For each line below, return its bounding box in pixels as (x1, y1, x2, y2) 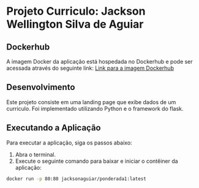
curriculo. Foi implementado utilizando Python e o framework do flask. (6, 105, 184, 112)
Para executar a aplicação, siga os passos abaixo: (6, 139, 133, 146)
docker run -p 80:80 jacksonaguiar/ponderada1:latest (6, 176, 147, 182)
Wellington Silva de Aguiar (6, 17, 144, 31)
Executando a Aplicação (6, 122, 101, 133)
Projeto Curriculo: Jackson (6, 4, 146, 18)
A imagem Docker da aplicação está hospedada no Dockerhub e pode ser (6, 58, 193, 65)
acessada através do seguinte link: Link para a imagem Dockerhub (6, 64, 175, 72)
